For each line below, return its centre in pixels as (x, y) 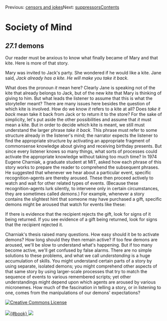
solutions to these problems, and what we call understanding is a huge (78, 256)
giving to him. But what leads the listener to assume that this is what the (79, 98)
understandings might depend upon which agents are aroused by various (81, 282)
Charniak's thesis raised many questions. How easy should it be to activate (82, 234)
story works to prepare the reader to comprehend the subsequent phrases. (82, 167)
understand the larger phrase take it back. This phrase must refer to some (81, 130)
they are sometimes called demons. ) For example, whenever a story (75, 194)
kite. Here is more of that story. (37, 63)
